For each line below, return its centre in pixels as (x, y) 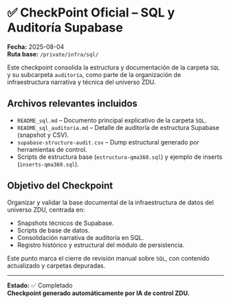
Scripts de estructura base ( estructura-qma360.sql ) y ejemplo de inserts (120, 157)
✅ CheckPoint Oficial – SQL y (91, 13)
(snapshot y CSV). (43, 135)
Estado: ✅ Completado (40, 285)
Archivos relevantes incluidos (72, 104)
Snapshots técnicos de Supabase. (65, 223)
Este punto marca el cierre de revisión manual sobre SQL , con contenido (108, 258)
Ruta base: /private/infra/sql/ (53, 54)
